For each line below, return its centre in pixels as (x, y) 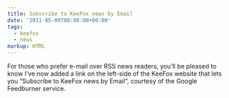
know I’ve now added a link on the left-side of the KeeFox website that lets (114, 73)
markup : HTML (26, 46)
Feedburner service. (37, 89)
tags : (15, 27)
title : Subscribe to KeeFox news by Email (70, 14)
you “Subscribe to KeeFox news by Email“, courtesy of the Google (102, 81)
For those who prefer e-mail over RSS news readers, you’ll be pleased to (112, 66)
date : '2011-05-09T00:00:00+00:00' (59, 20)
